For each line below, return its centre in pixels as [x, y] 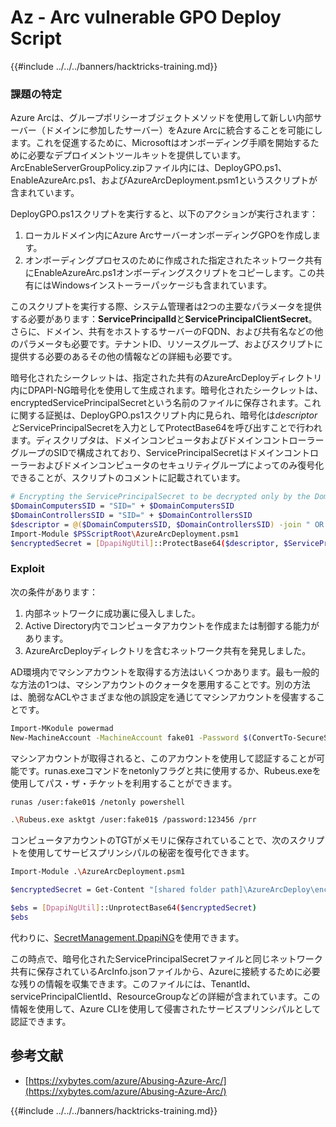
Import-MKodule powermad [62, 728]
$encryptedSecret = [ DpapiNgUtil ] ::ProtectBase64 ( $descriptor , [145, 543]
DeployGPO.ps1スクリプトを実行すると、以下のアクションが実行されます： [164, 214]
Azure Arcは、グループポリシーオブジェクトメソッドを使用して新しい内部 [162, 118]
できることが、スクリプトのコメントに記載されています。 [128, 478]
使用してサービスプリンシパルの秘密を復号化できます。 [141, 853]
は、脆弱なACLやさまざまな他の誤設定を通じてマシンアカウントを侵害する [163, 697]
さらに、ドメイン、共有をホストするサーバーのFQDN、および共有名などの [162, 332]
